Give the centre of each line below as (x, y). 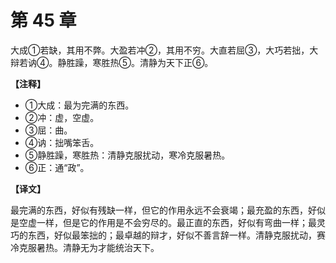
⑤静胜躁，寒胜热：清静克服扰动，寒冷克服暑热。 (127, 155)
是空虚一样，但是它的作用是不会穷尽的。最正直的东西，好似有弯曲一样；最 (163, 222)
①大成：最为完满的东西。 (79, 105)
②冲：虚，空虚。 (62, 117)
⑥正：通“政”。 (57, 167)
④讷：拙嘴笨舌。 (62, 142)
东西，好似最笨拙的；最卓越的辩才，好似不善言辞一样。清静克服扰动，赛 (176, 235)
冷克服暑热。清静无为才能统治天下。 (85, 247)
